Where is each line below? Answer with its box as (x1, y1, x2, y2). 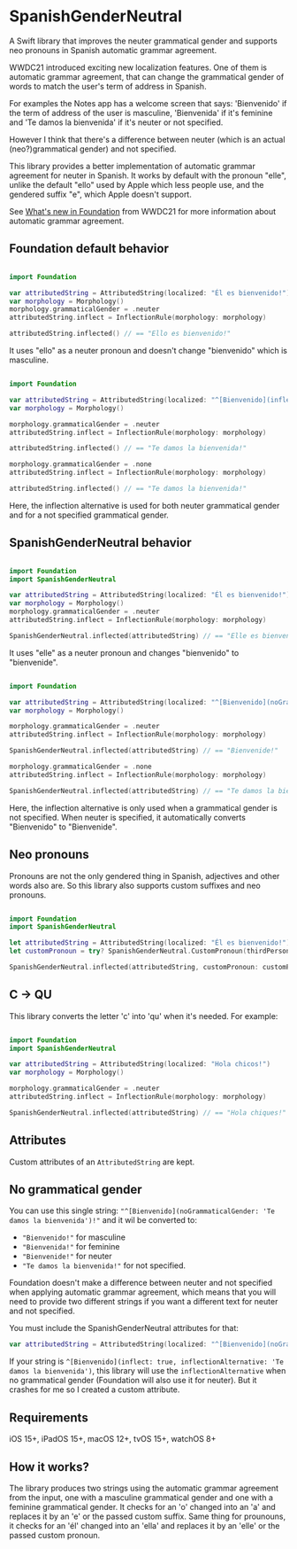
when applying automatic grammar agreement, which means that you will (9, 1287, 277, 1297)
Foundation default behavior (9, 241, 170, 256)
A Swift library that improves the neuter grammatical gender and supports (9, 35, 278, 46)
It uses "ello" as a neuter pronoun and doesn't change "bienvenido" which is (9, 346, 287, 355)
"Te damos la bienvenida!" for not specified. (21, 1260, 187, 1271)
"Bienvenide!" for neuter (21, 1251, 112, 1262)
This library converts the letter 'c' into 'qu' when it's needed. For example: (9, 1010, 278, 1021)
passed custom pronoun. (9, 1530, 100, 1540)
